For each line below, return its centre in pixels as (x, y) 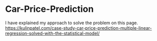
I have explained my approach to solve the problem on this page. (72, 23)
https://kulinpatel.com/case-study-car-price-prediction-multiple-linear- (78, 28)
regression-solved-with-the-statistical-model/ (52, 33)
